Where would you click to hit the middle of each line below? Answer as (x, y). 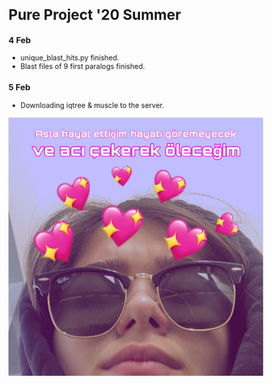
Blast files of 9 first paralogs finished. (83, 66)
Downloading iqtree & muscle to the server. (92, 105)
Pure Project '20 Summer (95, 15)
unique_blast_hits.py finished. (70, 58)
